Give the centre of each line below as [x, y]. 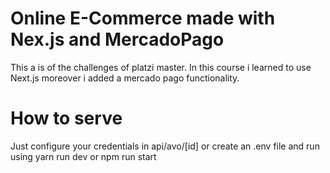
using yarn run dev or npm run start [83, 156]
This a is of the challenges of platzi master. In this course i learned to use [161, 67]
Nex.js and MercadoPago [117, 39]
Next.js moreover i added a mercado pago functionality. [125, 78]
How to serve [66, 118]
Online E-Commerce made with [143, 18]
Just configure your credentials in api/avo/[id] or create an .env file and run [165, 146]
